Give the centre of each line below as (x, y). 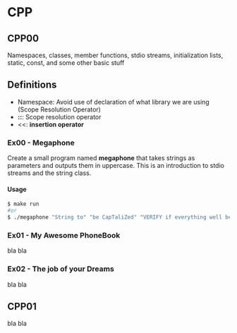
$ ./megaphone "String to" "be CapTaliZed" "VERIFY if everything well (115, 217)
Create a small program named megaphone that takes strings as (101, 158)
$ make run (23, 204)
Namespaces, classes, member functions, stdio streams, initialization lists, (115, 55)
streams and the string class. (49, 173)
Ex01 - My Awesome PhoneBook (64, 235)
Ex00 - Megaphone (41, 143)
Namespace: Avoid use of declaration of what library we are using (113, 102)
